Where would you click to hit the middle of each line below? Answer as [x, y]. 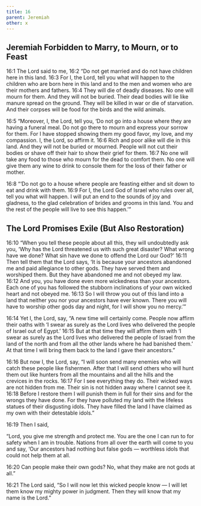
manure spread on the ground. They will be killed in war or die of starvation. [100, 103]
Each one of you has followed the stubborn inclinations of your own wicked [99, 287]
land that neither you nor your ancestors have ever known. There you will [97, 300]
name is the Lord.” [29, 498]
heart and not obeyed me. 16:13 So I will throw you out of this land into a [95, 294]
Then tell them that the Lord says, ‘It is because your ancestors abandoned [99, 262]
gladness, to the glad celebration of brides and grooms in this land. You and [100, 203]
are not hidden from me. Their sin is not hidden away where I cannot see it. [99, 387]
